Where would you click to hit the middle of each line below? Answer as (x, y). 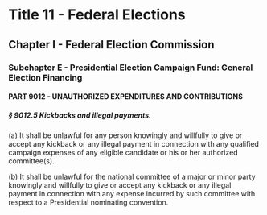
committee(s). (31, 161)
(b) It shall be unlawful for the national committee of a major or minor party (132, 177)
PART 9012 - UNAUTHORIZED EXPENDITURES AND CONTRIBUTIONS (126, 97)
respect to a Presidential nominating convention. (88, 202)
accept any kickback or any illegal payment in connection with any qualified (134, 144)
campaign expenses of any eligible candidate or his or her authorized (123, 153)
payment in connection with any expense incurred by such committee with (132, 194)
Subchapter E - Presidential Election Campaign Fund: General (131, 68)
